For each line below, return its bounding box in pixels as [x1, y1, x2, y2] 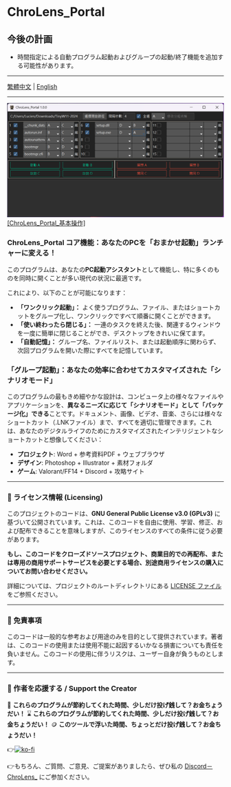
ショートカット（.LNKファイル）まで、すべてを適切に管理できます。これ [7, 418, 212, 426]
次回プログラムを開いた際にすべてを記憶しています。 [16, 346, 166, 355]
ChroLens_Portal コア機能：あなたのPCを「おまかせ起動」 [7, 238, 203, 248]
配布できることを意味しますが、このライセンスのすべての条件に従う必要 [19, 527, 223, 535]
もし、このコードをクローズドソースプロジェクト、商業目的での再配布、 [7, 550, 212, 558]
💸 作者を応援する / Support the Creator [7, 684, 137, 693]
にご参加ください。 [38, 773, 93, 781]
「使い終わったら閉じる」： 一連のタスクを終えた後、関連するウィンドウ [16, 320, 221, 328]
